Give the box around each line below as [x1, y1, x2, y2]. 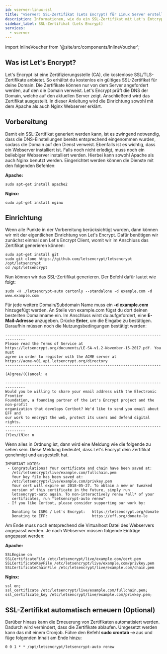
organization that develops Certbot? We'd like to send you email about [5, 407, 159, 411]
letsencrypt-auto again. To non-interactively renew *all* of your [11, 492, 155, 497]
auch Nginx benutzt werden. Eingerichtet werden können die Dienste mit [5, 157, 154, 163]
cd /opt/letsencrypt [5, 265, 48, 270]
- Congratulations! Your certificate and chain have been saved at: [7, 466, 153, 471]
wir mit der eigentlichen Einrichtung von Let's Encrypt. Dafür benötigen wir [5, 232, 159, 238]
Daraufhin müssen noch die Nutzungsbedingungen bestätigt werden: [5, 323, 147, 329]
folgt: [5, 279, 16, 285]
